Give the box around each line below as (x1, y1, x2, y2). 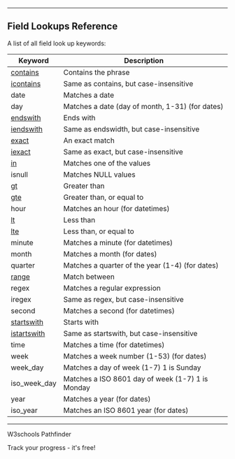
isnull (10, 169, 28, 179)
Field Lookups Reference (7, 20, 118, 32)
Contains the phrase (63, 67, 130, 77)
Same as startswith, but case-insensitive (63, 328, 198, 338)
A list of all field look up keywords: (7, 39, 106, 48)
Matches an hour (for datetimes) (63, 203, 170, 213)
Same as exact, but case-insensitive (63, 147, 183, 156)
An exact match (63, 136, 115, 145)
